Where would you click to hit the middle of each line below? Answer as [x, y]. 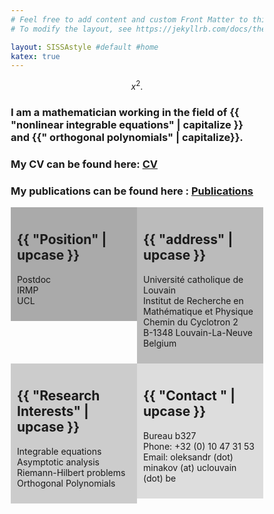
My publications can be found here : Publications [132, 191]
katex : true [35, 56]
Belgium [160, 343]
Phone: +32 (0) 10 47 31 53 [199, 446]
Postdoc [34, 279]
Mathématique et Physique [198, 311]
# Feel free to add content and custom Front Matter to [129, 19]
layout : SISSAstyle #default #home [84, 47]
